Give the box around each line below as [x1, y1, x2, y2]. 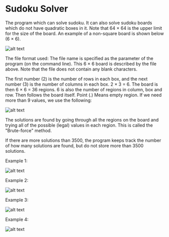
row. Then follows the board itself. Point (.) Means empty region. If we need [5, 92, 162, 98]
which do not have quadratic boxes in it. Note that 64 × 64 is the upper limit [5, 25, 162, 31]
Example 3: [5, 197, 29, 203]
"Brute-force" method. [5, 127, 52, 134]
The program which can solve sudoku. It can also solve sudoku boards [5, 20, 152, 26]
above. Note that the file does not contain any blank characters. [5, 66, 138, 72]
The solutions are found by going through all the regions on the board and [5, 116, 159, 123]
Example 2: [5, 177, 29, 183]
